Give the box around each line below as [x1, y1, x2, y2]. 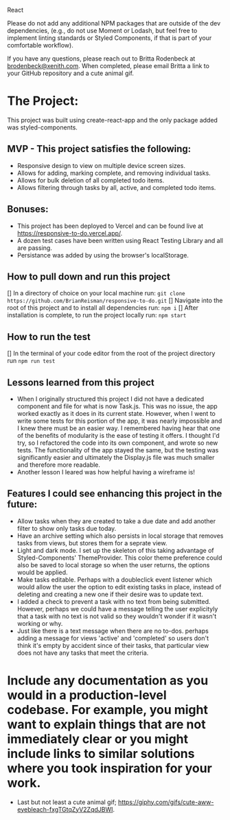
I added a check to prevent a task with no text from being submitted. [16, 597, 211, 605]
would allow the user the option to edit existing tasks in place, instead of [16, 582, 222, 591]
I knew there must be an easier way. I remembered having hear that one [16, 424, 221, 432]
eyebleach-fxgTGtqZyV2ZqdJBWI [16, 805, 113, 813]
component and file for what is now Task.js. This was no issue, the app [16, 402, 218, 410]
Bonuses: [7, 203, 49, 215]
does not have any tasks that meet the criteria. [16, 649, 149, 657]
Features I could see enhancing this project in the [7, 488, 222, 500]
